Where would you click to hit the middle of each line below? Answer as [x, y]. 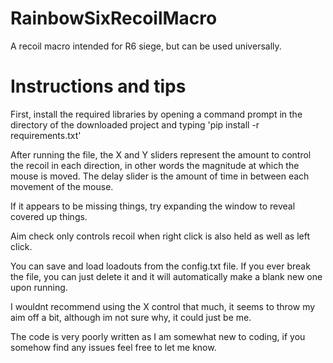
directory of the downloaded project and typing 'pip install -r [135, 124]
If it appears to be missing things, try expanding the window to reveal [153, 206]
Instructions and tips [98, 86]
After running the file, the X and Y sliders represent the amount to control [161, 154]
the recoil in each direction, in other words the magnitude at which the [155, 165]
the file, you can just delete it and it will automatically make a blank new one [166, 276]
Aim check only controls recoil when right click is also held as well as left [160, 236]
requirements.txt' [46, 135]
